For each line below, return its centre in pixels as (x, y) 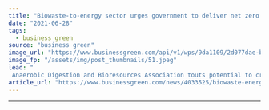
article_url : (30, 82)
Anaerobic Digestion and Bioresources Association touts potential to (132, 75)
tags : (17, 30)
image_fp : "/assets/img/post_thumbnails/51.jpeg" (93, 61)
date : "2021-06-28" (41, 23)
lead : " (21, 68)
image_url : (26, 53)
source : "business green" (51, 45)
